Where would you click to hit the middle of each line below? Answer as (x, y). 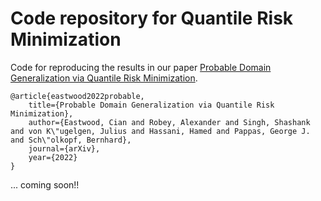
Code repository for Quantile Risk (152, 18)
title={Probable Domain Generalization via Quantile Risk (151, 105)
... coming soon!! (45, 184)
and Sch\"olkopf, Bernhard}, (71, 140)
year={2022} (53, 157)
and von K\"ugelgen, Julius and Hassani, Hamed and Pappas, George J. (160, 131)
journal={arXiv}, (64, 148)
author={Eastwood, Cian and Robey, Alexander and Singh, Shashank (169, 122)
